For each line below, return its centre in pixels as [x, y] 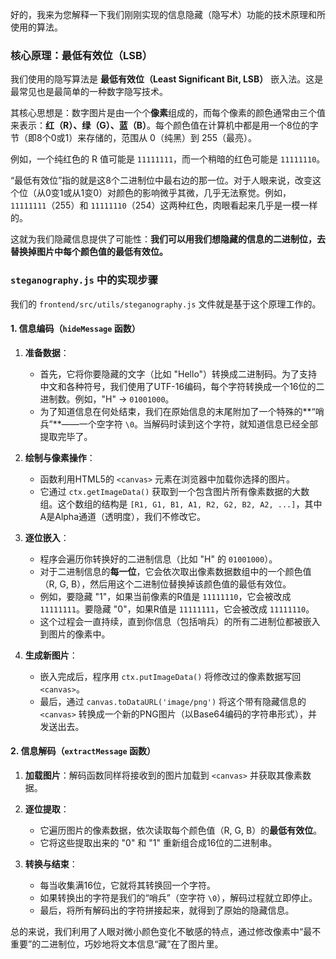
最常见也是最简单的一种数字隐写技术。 [89, 92]
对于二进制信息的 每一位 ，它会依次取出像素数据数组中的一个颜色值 [175, 571]
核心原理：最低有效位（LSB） [81, 55]
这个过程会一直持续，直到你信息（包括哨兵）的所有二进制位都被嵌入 [180, 621]
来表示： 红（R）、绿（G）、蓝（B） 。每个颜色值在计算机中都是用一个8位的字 [164, 125]
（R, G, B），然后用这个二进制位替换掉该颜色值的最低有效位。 [165, 584]
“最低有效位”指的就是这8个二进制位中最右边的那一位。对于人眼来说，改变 [161, 180]
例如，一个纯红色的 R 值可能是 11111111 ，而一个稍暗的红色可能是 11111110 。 [168, 159]
